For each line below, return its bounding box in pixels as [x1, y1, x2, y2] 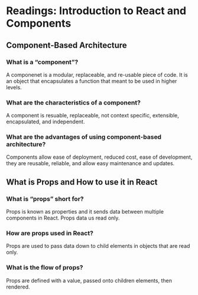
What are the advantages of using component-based [6, 133, 161, 141]
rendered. [6, 283, 31, 290]
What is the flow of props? [6, 264, 84, 272]
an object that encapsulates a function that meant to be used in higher [6, 77, 177, 84]
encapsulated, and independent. [6, 118, 85, 125]
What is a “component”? [6, 58, 79, 66]
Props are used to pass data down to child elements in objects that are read [6, 242, 190, 250]
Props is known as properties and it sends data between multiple [6, 208, 164, 215]
